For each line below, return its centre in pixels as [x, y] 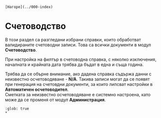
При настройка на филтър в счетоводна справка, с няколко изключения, [81, 59]
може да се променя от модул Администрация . [55, 100]
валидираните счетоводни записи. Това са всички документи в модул [78, 45]
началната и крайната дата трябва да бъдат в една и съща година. [74, 64]
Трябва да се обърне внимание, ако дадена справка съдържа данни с [78, 74]
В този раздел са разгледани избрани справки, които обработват [73, 39]
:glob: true [17, 109]
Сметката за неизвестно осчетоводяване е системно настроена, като [78, 94]
